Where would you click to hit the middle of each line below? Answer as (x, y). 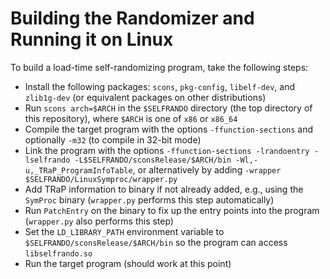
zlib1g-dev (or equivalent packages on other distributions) (145, 97)
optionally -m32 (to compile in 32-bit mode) (113, 139)
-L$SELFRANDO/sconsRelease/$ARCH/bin (153, 160)
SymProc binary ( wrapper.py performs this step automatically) (149, 199)
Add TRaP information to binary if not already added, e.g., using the (164, 189)
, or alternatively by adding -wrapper (207, 169)
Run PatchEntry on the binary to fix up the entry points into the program (172, 210)
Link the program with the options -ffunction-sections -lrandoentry (167, 150)
